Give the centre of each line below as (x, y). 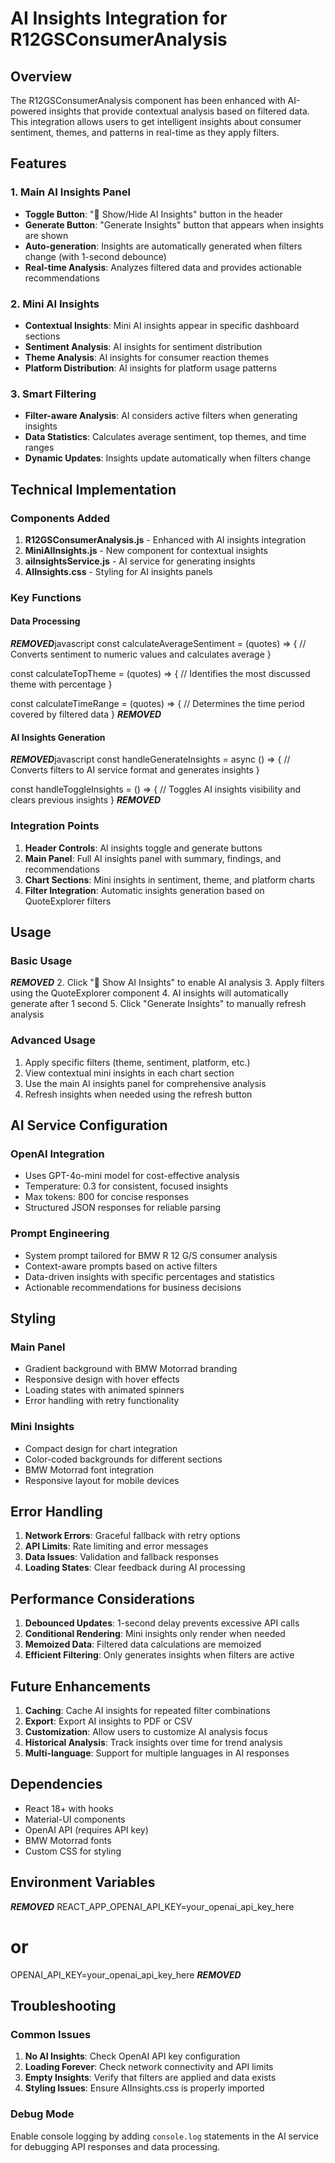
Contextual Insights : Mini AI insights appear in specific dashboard (162, 325)
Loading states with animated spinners (104, 1390)
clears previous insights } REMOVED (86, 800)
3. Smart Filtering (53, 394)
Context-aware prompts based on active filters (121, 1266)
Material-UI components (75, 1819)
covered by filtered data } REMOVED (86, 714)
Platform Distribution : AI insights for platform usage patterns (151, 368)
